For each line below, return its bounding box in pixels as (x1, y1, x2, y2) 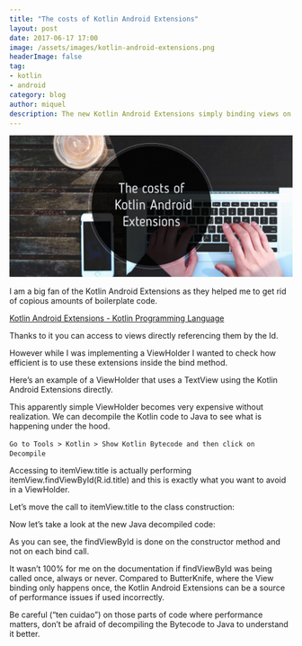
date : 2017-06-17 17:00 (9, 33, 99, 42)
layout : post (9, 23, 58, 33)
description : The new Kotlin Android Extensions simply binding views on (9, 109, 292, 119)
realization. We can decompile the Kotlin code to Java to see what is (9, 411, 262, 422)
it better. (9, 629, 40, 640)
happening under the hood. (9, 420, 111, 431)
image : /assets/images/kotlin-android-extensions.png (9, 43, 216, 52)
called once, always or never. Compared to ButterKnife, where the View (9, 573, 274, 584)
